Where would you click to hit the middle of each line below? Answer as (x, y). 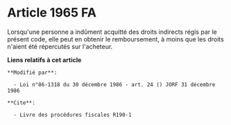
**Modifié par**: (32, 73)
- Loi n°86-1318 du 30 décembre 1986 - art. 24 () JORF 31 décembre (114, 84)
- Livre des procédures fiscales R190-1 (72, 115)
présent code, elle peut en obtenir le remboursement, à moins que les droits (115, 39)
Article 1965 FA (52, 13)
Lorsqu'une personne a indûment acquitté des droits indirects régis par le (112, 32)
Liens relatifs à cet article (44, 59)
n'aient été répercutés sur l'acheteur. (60, 46)
